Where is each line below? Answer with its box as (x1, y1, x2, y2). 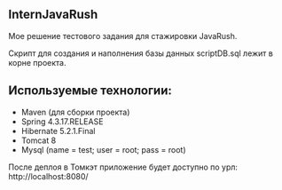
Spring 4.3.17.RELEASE (20, 115, 104, 127)
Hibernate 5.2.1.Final (20, 125, 96, 136)
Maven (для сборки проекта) (20, 107, 130, 117)
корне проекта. (8, 57, 67, 67)
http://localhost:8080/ (8, 170, 90, 181)
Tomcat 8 (20, 135, 57, 146)
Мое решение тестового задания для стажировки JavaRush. (8, 30, 238, 41)
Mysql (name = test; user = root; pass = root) (20, 144, 187, 154)
